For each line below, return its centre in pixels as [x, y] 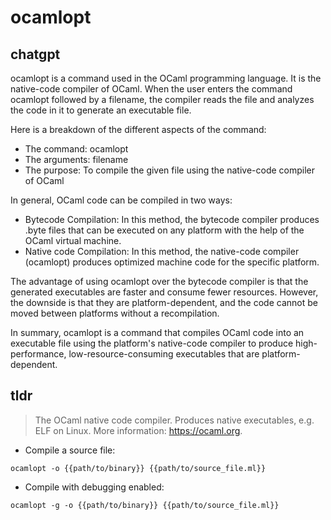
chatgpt [35, 54]
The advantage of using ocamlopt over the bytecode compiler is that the [159, 281]
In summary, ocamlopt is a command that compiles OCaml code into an [157, 332]
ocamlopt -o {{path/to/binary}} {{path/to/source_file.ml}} [138, 468]
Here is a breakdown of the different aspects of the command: [138, 129]
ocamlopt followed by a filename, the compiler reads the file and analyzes [162, 99]
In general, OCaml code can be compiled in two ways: [121, 200]
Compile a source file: [70, 450]
